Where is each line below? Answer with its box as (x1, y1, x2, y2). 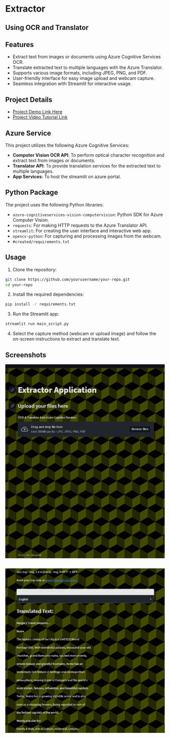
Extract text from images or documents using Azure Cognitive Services (12, 54, 161, 60)
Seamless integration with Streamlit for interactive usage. (12, 80, 132, 87)
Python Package (5, 188, 58, 197)
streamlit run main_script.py (5, 321, 69, 326)
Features (5, 40, 34, 49)
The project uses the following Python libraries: (5, 201, 104, 208)
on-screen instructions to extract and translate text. (12, 336, 120, 342)
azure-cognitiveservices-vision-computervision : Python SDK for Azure (12, 211, 163, 218)
